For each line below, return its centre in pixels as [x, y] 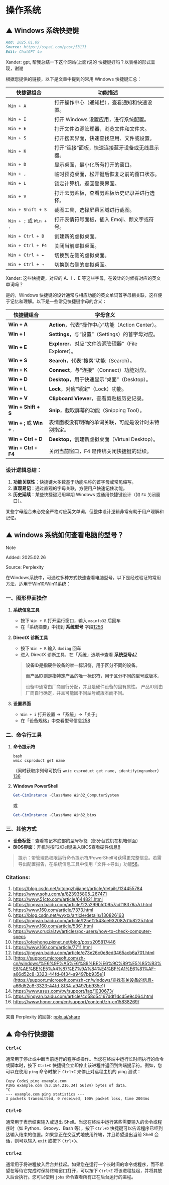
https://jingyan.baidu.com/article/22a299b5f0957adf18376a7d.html [82, 904]
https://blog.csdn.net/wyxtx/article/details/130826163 [68, 915]
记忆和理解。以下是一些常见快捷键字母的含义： [58, 301]
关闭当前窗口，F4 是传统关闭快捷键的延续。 [100, 451]
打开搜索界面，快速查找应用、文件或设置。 [104, 138]
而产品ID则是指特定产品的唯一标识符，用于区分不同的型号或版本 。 [94, 676]
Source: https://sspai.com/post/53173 [46, 47]
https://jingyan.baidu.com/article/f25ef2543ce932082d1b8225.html [83, 920]
